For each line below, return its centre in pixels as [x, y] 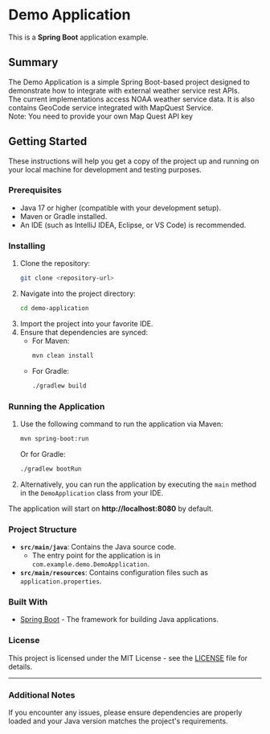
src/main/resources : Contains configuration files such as [114, 572]
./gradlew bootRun [51, 469]
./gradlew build [59, 386]
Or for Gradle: [43, 454]
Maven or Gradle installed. [63, 216]
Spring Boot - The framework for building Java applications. [119, 620]
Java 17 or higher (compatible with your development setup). [121, 208]
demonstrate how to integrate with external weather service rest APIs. [124, 90]
